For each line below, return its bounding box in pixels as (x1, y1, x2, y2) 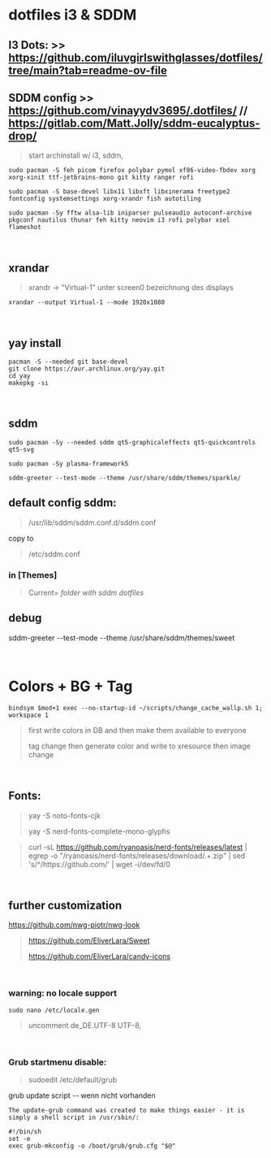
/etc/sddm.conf (28, 549, 81, 558)
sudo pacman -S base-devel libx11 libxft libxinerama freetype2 (8, 188, 230, 196)
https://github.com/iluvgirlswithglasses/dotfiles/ (8, 50, 264, 64)
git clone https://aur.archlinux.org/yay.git (8, 365, 165, 373)
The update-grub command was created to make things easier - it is (8, 1106, 245, 1114)
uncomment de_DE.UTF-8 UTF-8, (28, 1020, 142, 1030)
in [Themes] (8, 569, 58, 580)
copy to (8, 533, 34, 543)
